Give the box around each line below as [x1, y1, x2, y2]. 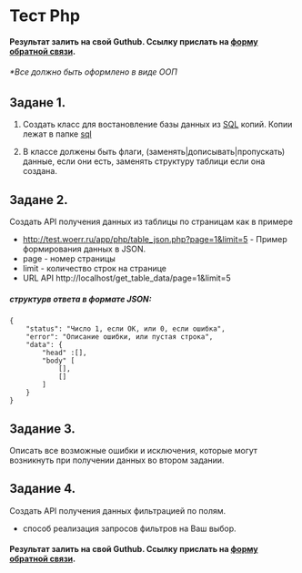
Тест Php [9, 5, 80, 26]
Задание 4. [9, 481, 75, 496]
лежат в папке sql [22, 128, 93, 139]
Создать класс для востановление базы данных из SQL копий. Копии [22, 119, 293, 130]
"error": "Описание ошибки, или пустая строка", [25, 333, 214, 342]
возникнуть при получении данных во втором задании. [9, 455, 225, 466]
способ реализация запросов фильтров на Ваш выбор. [22, 523, 237, 534]
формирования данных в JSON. [22, 243, 146, 255]
